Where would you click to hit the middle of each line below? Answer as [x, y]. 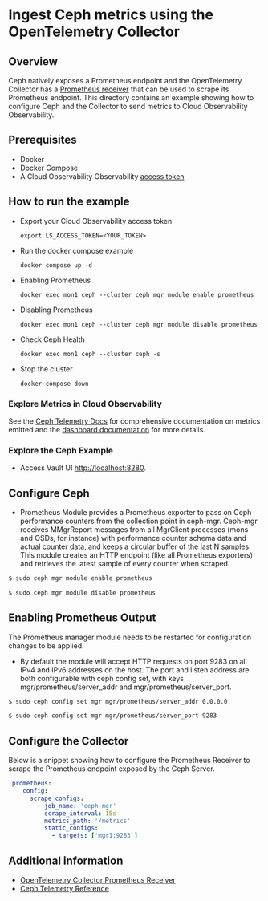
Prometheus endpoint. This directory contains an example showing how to [131, 97]
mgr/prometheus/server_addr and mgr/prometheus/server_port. [126, 687]
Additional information [66, 860]
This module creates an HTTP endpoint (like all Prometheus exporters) [136, 555]
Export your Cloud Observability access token [96, 221]
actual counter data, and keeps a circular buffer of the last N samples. [135, 546]
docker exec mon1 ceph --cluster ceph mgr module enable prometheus [137, 294]
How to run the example [69, 202]
